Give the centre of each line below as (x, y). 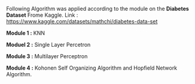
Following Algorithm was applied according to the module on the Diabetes (98, 9)
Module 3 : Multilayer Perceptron (47, 56)
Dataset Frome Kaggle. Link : (42, 15)
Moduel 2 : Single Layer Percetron (48, 45)
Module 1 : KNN (26, 33)
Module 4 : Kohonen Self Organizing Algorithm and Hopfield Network (92, 68)
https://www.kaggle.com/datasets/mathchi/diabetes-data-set (82, 21)
